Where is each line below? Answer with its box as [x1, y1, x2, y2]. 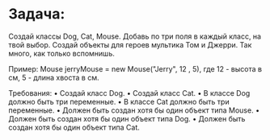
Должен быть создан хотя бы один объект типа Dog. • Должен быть [8, 113, 246, 123]
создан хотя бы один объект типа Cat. [8, 122, 140, 132]
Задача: [8, 5, 65, 23]
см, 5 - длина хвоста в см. [8, 72, 99, 82]
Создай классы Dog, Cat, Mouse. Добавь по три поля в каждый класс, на [8, 31, 261, 41]
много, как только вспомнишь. [8, 48, 115, 58]
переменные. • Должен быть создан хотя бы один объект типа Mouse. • [8, 105, 260, 115]
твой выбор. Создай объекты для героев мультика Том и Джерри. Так [8, 39, 252, 49]
